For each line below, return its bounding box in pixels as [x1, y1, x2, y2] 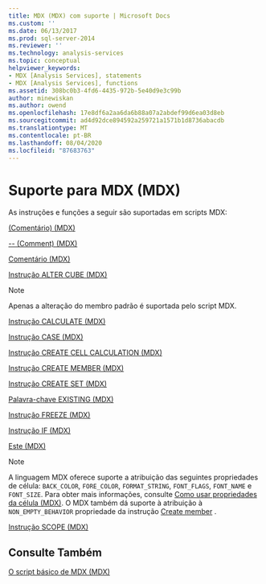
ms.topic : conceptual [8, 57, 81, 65]
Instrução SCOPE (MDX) [8, 522, 89, 532]
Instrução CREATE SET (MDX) [8, 379, 107, 389]
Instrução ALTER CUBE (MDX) [8, 270, 108, 280]
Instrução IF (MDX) [8, 426, 71, 435]
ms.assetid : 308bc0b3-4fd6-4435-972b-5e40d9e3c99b [8, 86, 182, 95]
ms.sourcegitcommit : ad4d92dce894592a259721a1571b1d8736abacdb [8, 117, 225, 125]
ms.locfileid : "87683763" [8, 146, 95, 154]
